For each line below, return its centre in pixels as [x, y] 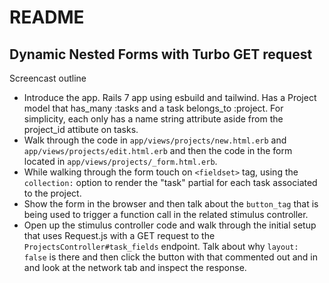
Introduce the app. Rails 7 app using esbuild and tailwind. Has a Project [170, 97]
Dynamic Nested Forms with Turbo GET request [161, 54]
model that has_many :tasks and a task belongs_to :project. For [153, 108]
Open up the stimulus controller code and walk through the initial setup [170, 225]
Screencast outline [48, 78]
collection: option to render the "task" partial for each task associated [170, 182]
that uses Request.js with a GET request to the [119, 235]
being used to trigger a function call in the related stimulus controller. [166, 214]
